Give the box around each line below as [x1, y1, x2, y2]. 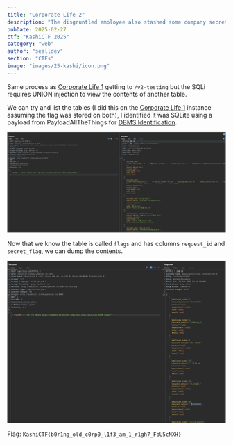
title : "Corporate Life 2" [7, 11, 85, 18]
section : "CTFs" [7, 56, 54, 63]
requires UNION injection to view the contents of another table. [7, 90, 187, 98]
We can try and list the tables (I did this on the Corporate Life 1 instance [7, 103, 212, 111]
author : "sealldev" [7, 48, 64, 55]
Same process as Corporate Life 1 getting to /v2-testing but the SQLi [7, 82, 206, 90]
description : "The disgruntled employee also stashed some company [7, 18, 207, 26]
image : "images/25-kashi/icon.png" [7, 63, 110, 70]
